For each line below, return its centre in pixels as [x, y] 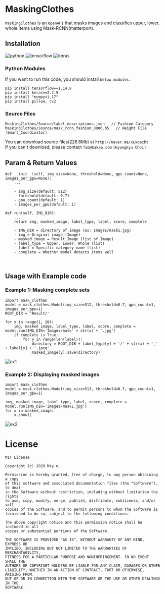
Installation [23, 44]
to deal [13, 488]
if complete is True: [36, 335]
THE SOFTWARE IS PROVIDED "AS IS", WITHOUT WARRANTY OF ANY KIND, [75, 540]
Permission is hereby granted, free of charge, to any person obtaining [82, 475]
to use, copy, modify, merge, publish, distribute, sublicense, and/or [80, 501]
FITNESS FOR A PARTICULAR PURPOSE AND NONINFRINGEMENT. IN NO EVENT [77, 557]
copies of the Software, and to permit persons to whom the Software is [82, 510]
